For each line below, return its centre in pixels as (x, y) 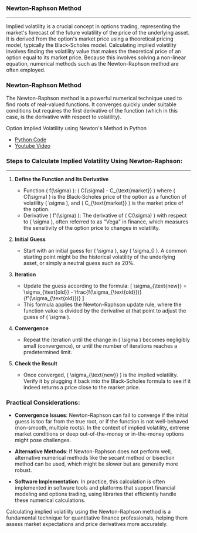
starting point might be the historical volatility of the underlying (99, 257)
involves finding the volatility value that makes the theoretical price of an (94, 52)
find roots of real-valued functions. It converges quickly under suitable (91, 104)
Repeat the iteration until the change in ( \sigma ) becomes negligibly (107, 340)
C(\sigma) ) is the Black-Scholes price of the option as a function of (105, 196)
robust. (23, 470)
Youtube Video (33, 145)
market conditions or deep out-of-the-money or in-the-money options (99, 434)
